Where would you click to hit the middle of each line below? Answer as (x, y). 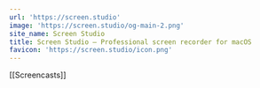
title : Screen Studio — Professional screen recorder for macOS (130, 42)
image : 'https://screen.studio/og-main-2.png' (97, 26)
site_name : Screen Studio (57, 33)
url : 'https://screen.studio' (65, 17)
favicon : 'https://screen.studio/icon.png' (91, 50)
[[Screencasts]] (38, 75)
